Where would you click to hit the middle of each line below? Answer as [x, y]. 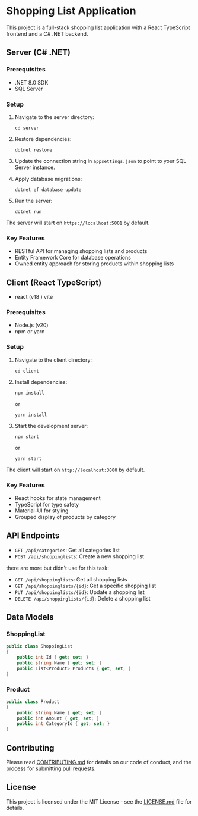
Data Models [30, 617]
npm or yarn [30, 332]
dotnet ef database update [48, 190]
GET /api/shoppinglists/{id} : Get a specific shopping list [85, 586]
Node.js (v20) [31, 325]
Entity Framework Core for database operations [73, 258]
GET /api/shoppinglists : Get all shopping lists [71, 579]
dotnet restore [33, 150]
